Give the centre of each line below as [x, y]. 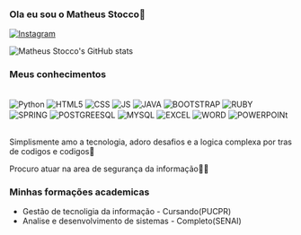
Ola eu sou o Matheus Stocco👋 [77, 14]
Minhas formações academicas [80, 192]
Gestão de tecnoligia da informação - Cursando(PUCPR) [127, 212]
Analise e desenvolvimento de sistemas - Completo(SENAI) [132, 221]
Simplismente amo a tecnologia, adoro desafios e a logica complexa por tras [150, 142]
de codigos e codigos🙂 [52, 151]
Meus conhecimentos [58, 74]
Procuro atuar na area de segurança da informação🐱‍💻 [109, 169]
